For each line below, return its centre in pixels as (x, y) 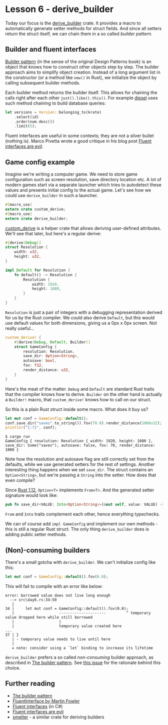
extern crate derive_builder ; (37, 219)
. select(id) (26, 117)
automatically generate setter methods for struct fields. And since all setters (83, 28)
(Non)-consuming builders (47, 550)
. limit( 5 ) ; (25, 126)
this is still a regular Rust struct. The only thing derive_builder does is (77, 529)
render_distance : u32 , (47, 370)
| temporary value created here (67, 626)
